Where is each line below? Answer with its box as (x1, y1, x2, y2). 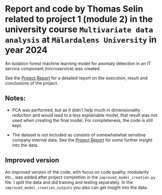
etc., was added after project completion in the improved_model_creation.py (5, 174, 156, 180)
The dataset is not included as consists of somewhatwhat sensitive (12, 132, 146, 137)
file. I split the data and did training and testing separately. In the (5, 179, 133, 185)
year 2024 (5, 45, 48, 56)
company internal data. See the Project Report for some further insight (12, 137, 153, 143)
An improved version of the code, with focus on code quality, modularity (5, 169, 149, 175)
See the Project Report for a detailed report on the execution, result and (5, 75, 148, 81)
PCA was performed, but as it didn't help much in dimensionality (12, 107, 140, 113)
